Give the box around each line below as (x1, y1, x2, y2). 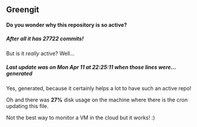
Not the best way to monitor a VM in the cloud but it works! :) (6, 114, 155, 121)
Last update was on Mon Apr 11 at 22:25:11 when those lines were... (6, 63, 176, 71)
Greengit (6, 5, 40, 15)
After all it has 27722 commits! (6, 35, 84, 42)
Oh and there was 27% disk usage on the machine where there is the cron (6, 96, 188, 103)
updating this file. (6, 102, 49, 109)
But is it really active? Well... (6, 50, 75, 57)
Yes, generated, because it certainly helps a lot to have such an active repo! (6, 84, 192, 91)
